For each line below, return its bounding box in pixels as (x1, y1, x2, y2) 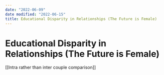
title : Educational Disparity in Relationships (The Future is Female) (5, 16, 157, 21)
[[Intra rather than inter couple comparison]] (5, 65, 96, 71)
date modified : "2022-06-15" (5, 12, 66, 17)
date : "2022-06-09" (5, 7, 46, 12)
